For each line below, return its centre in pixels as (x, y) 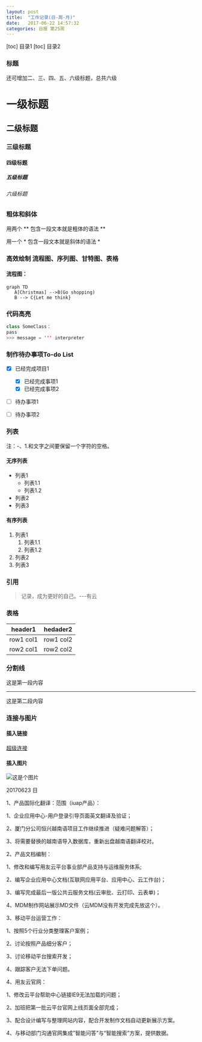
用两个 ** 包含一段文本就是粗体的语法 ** (56, 229)
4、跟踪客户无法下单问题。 (40, 969)
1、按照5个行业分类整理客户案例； (48, 931)
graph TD (17, 287)
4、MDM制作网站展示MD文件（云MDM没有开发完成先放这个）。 (85, 905)
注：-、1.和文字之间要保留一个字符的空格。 (60, 446)
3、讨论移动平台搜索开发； (40, 957)
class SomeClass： (29, 327)
